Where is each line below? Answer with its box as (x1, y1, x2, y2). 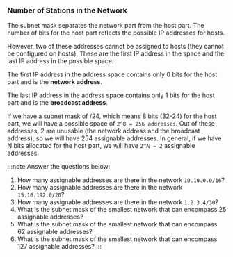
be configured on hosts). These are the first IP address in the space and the (7, 49, 225, 58)
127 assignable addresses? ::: (17, 242, 102, 251)
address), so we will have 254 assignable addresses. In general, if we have (7, 134, 222, 142)
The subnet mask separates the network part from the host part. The (7, 22, 204, 30)
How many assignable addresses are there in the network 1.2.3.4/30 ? (17, 198, 219, 206)
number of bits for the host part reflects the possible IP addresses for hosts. (7, 28, 225, 37)
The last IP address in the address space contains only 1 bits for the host (7, 91, 216, 99)
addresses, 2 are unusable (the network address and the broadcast (7, 127, 200, 135)
